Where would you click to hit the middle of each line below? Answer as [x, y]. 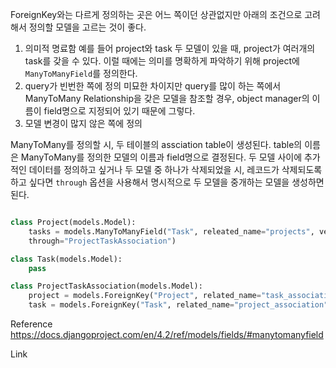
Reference [31, 324]
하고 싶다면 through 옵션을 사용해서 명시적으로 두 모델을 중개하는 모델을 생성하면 [167, 182]
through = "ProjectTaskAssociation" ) [102, 241]
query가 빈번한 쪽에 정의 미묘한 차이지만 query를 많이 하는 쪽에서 [153, 86]
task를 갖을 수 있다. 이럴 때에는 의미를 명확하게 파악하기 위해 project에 [162, 61]
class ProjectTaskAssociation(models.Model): [106, 286]
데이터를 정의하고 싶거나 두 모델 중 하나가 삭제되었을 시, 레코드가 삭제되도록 [175, 169]
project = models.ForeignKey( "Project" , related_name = [145, 296]
